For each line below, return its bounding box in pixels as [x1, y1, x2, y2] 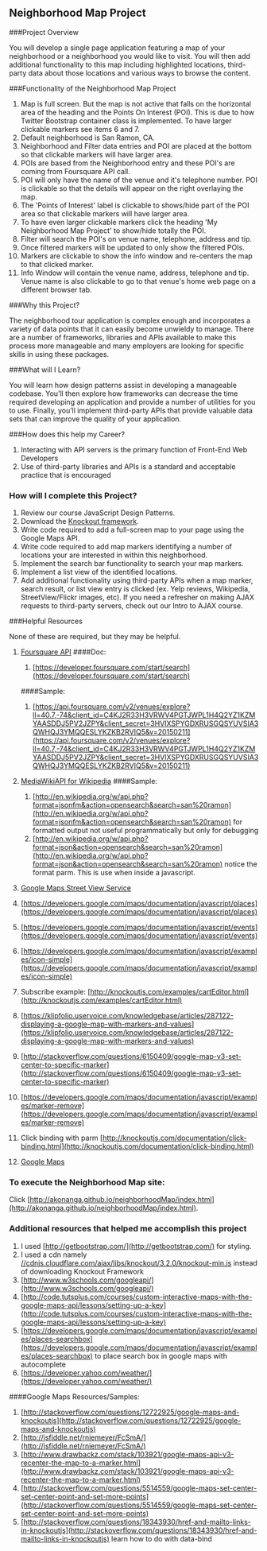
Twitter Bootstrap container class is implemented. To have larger [20, 115, 232, 126]
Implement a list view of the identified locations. [20, 568, 178, 577]
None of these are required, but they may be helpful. [9, 632, 181, 642]
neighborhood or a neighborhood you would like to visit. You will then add [9, 51, 251, 60]
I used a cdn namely [20, 1250, 87, 1259]
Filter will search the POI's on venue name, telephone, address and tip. [20, 234, 253, 243]
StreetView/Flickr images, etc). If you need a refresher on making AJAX [20, 592, 255, 603]
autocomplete [20, 1359, 67, 1369]
